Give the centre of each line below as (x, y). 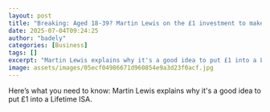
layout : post (30, 16)
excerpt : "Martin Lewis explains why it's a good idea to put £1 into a (133, 61)
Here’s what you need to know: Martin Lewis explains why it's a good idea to (135, 90)
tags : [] (23, 53)
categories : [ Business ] (48, 46)
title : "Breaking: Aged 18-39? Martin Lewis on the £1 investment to (127, 23)
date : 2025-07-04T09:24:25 (53, 30)
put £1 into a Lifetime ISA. (50, 99)
